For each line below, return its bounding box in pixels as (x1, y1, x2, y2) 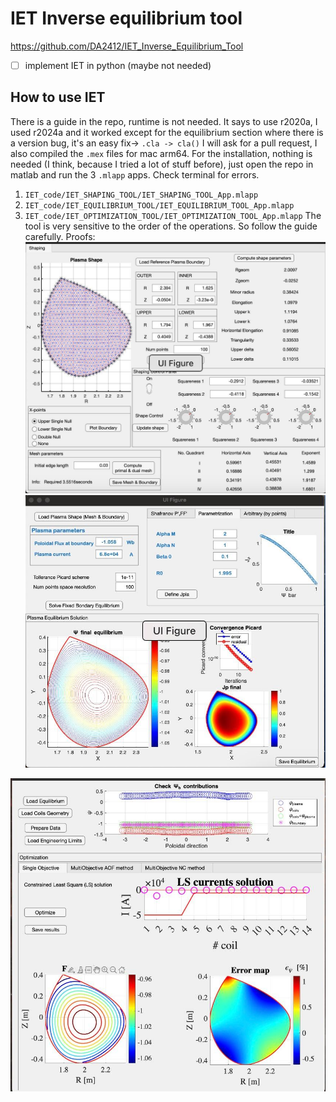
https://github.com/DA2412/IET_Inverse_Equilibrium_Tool (10, 40, 244, 52)
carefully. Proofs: (24, 230, 96, 242)
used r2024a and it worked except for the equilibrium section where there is (10, 126, 324, 138)
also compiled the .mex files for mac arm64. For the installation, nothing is (10, 147, 313, 159)
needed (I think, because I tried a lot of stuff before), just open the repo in (10, 158, 314, 170)
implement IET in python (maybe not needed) (24, 59, 212, 71)
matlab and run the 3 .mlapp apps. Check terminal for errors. (10, 168, 260, 181)
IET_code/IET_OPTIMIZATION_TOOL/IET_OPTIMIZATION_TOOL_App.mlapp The (24, 209, 322, 221)
